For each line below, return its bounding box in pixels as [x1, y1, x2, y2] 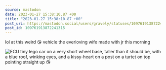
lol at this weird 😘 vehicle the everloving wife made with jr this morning [5, 39, 151, 45]
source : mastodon [5, 7, 41, 12]
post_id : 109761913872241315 [5, 26, 65, 31]
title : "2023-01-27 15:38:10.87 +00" [5, 16, 83, 21]
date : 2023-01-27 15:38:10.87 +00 [5, 12, 77, 17]
